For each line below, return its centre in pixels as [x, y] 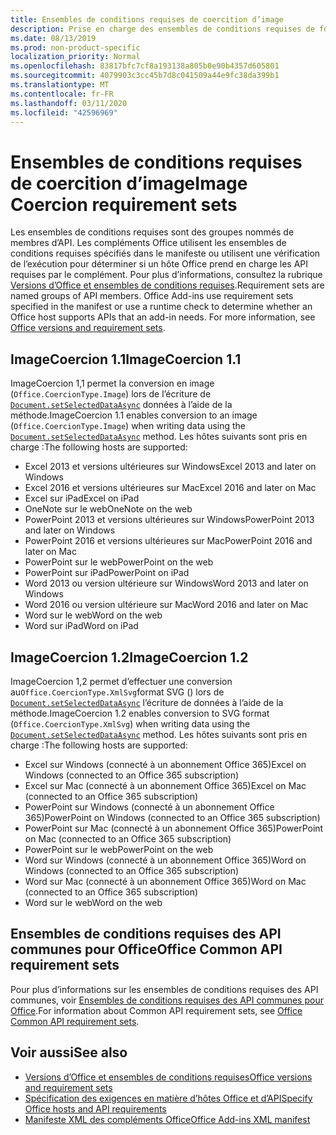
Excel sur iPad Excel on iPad [82, 498]
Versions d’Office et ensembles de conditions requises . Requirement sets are [167, 285]
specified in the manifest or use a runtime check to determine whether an [161, 307]
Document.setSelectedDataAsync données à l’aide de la [121, 405]
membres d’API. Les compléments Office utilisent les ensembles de [148, 243]
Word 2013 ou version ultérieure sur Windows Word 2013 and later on [166, 583]
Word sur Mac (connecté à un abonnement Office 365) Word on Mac [165, 881]
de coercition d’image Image [129, 183]
